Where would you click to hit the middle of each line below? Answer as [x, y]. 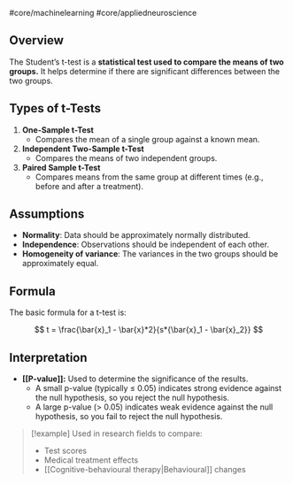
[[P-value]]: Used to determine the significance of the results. [135, 379]
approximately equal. [60, 264]
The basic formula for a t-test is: [68, 312]
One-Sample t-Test [58, 130]
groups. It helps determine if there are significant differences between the [145, 71]
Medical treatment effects [91, 460]
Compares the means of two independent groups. [126, 157]
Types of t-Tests [55, 108]
